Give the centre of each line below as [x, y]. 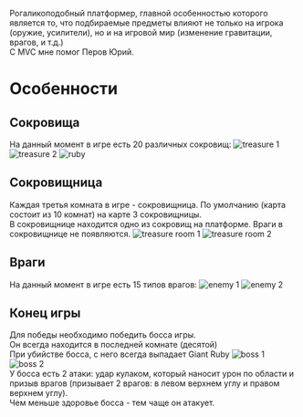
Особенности [64, 89]
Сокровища [45, 122]
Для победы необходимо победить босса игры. [103, 335]
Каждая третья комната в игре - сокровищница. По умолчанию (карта [147, 204]
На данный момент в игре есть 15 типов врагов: [104, 284]
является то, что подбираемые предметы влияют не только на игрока [146, 23]
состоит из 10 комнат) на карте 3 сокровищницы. [106, 214]
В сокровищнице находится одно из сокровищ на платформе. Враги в [146, 224]
